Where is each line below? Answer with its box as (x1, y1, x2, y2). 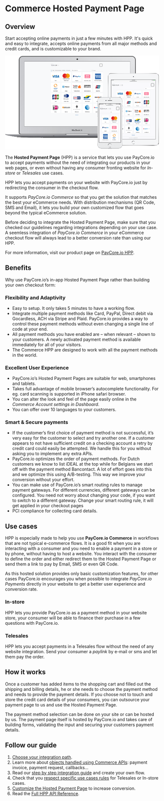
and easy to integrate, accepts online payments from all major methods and (5, 41, 157, 47)
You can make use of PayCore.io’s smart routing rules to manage (12, 482, 143, 488)
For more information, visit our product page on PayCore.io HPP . (5, 249, 135, 255)
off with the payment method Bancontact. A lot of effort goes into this (12, 466, 152, 472)
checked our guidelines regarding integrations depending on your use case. (5, 224, 158, 230)
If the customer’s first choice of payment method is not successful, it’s (12, 430, 154, 436)
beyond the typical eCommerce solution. (5, 210, 87, 215)
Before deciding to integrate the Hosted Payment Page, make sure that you (5, 219, 156, 225)
